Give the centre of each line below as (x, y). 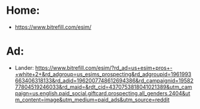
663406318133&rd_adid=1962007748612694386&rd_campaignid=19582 (104, 80)
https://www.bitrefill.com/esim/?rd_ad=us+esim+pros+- (104, 68)
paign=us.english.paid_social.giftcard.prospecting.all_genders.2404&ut (102, 93)
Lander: (24, 68)
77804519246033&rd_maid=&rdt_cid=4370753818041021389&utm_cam (103, 87)
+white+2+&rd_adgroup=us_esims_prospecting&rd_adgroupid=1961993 (103, 74)
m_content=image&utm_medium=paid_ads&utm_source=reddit (92, 99)
